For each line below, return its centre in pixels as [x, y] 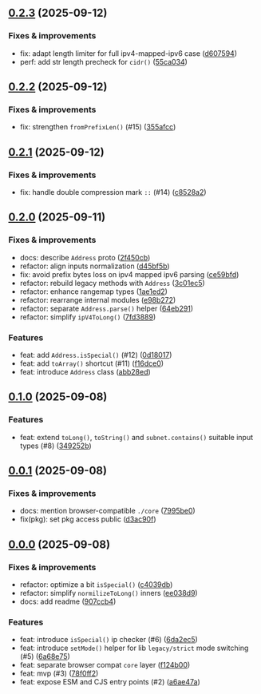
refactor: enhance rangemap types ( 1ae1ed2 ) [93, 291]
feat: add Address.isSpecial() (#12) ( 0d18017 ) [96, 355]
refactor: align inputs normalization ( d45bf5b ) [95, 266]
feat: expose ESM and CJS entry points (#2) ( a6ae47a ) [110, 682]
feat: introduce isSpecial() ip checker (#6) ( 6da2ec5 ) [109, 640]
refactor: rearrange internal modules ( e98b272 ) [98, 299]
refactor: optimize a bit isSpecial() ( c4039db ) [96, 585]
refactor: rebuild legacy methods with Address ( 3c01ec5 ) [112, 283]
